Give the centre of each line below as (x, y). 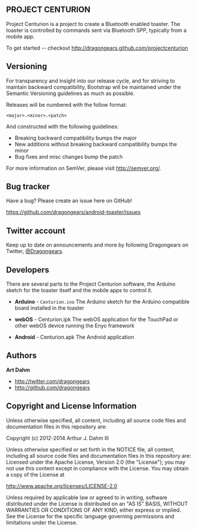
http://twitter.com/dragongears (52, 381)
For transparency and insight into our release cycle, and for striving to (91, 81)
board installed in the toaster (49, 308)
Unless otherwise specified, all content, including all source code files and (96, 420)
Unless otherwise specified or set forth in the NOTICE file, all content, (90, 449)
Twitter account (36, 230)
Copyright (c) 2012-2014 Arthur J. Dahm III (58, 438)
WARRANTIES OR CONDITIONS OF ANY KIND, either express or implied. (94, 510)
